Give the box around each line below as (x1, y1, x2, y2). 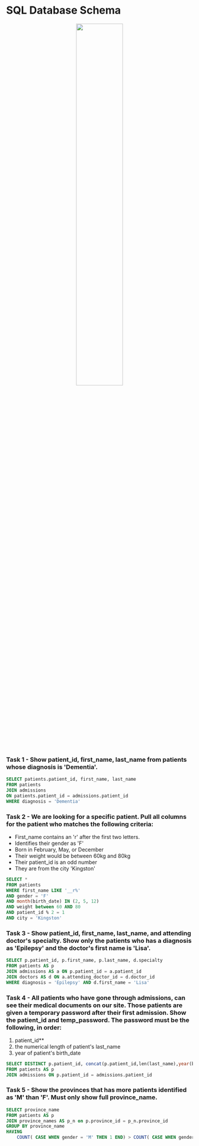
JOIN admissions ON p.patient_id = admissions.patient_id (6, 1072, 152, 1078)
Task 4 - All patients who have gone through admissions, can (6, 993, 185, 1002)
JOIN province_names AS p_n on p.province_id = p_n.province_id (6, 1117, 168, 1124)
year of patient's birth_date (14, 1049, 81, 1056)
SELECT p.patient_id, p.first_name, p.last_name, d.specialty (6, 957, 163, 964)
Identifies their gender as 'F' (14, 840, 84, 847)
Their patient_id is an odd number (14, 859, 98, 866)
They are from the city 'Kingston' (14, 865, 96, 872)
